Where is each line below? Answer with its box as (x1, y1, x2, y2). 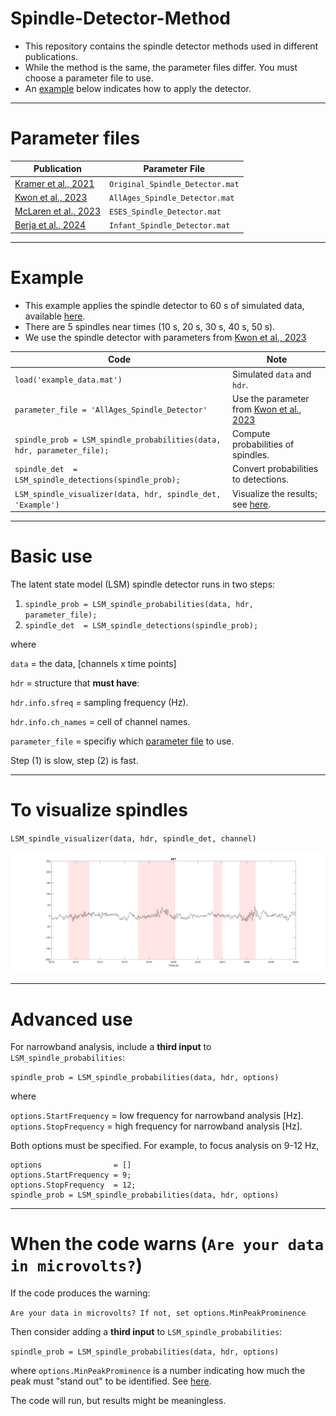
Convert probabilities (232, 463, 319, 475)
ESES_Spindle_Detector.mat (109, 207, 222, 217)
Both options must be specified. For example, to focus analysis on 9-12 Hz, (10, 1140, 320, 1152)
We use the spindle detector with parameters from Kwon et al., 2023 (24, 331, 307, 343)
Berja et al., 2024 (14, 219, 87, 231)
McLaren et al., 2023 (14, 205, 101, 217)
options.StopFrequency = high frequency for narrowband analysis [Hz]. (10, 1120, 303, 1132)
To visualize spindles (10, 799, 188, 822)
